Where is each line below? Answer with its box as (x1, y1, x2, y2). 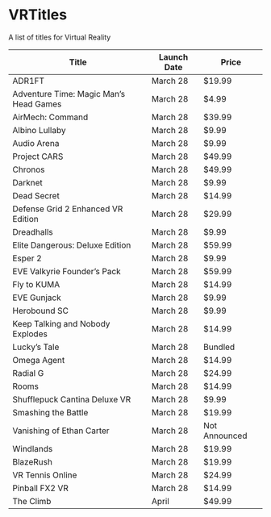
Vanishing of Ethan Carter (12, 425, 110, 436)
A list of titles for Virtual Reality (8, 32, 111, 42)
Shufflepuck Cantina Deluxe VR (12, 394, 131, 405)
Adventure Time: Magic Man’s (12, 88, 126, 99)
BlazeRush (12, 456, 52, 467)
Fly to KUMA (12, 278, 60, 290)
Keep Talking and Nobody (12, 318, 110, 329)
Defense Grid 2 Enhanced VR (12, 203, 123, 215)
